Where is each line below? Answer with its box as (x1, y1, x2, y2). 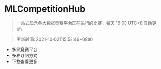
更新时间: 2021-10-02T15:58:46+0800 (16, 36, 93, 42)
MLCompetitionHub (4, 3, 86, 14)
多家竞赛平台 (11, 46, 37, 52)
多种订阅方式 (11, 52, 37, 58)
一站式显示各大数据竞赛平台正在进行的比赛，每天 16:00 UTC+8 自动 (16, 20, 152, 26)
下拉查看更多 (11, 58, 37, 64)
